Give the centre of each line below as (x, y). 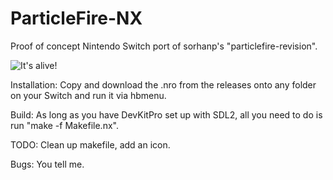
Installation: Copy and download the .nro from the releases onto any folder (163, 84)
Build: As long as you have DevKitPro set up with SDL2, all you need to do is (166, 114)
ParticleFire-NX (76, 18)
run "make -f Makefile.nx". (64, 125)
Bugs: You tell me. (47, 164)
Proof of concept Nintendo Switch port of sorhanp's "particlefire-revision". (164, 46)
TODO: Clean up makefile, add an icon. (90, 144)
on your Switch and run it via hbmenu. (88, 95)
